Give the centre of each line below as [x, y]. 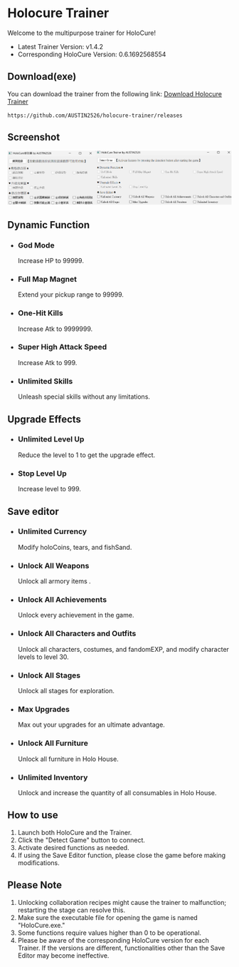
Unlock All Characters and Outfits [77, 634]
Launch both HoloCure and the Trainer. [75, 832]
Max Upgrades [43, 709]
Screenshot [34, 137]
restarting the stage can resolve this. [71, 910]
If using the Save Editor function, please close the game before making [122, 855]
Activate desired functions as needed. [73, 847]
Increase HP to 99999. [51, 260]
